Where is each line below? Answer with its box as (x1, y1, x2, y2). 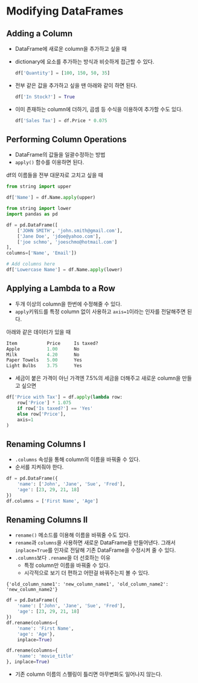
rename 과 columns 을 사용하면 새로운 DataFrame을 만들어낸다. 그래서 (14, 539, 176, 546)
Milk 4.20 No (6, 351, 80, 358)
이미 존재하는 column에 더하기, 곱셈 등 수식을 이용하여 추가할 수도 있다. (14, 105, 183, 113)
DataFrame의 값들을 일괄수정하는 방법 (14, 151, 106, 158)
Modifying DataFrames (6, 4, 124, 18)
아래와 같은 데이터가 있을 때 (6, 328, 71, 335)
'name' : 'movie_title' (17, 653, 74, 659)
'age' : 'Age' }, (17, 631, 56, 637)
